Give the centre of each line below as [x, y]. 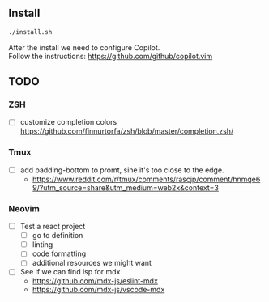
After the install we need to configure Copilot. [84, 47]
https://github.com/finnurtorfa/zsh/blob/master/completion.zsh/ [127, 131]
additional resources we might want [92, 263]
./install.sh [30, 32]
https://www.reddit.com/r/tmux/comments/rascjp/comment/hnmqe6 [146, 179]
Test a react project [53, 227]
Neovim [24, 208]
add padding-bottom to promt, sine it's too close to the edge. [122, 170]
